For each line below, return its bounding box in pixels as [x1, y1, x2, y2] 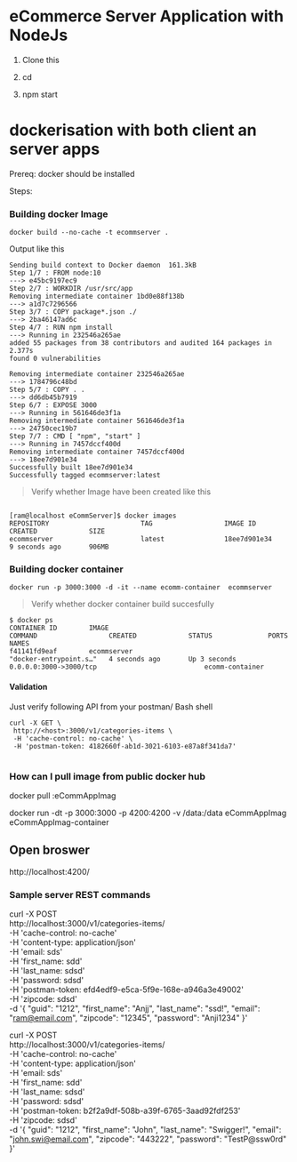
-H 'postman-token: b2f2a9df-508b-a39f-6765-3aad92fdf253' [9, 1105, 241, 1117]
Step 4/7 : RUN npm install [9, 323, 114, 333]
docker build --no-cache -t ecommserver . [9, 228, 169, 237]
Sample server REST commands [9, 888, 151, 901]
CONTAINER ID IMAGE [9, 624, 109, 633]
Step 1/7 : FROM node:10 [9, 268, 101, 277]
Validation [9, 682, 48, 693]
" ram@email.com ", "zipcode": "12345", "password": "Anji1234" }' [9, 1013, 248, 1023]
